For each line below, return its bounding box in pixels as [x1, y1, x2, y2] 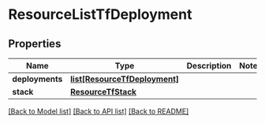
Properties [8, 37, 62, 50]
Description [186, 61, 232, 71]
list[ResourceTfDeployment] [70, 73, 180, 84]
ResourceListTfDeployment [8, 6, 192, 24]
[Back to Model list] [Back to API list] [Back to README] [8, 106, 189, 116]
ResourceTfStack [70, 87, 136, 97]
